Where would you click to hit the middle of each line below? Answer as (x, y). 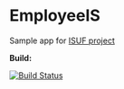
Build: (21, 58)
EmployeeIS (55, 16)
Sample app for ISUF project (62, 40)
